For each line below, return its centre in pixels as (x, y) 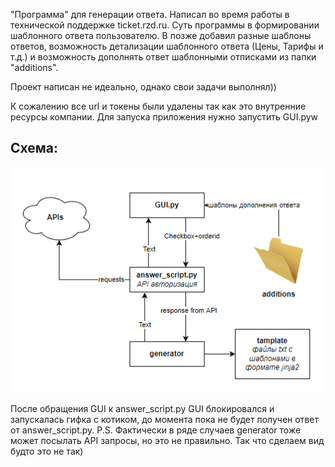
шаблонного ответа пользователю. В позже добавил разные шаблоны (161, 35)
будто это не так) (47, 451)
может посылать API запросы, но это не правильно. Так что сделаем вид (167, 440)
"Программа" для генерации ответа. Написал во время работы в (150, 14)
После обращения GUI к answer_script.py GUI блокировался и (142, 408)
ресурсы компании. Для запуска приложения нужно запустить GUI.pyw (164, 117)
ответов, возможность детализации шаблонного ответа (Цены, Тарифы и (167, 46)
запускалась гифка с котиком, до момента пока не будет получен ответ (164, 419)
